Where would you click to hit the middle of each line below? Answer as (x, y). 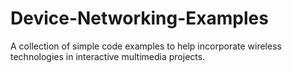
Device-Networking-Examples (139, 18)
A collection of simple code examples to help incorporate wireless (146, 46)
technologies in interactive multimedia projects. (108, 56)
